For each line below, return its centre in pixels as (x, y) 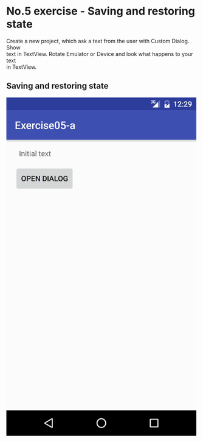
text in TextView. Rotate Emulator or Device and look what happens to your (100, 54)
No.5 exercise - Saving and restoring (101, 11)
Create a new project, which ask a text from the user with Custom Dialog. (98, 41)
